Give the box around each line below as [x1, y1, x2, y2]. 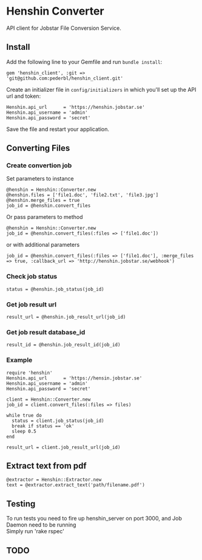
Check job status [6, 272, 58, 281]
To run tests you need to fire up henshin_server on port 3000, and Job [6, 515, 182, 522]
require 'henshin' [6, 370, 53, 376]
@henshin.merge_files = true [6, 198, 80, 204]
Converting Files [6, 143, 70, 153]
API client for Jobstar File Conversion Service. [6, 24, 121, 32]
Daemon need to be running [6, 521, 76, 528]
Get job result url [6, 300, 56, 308]
